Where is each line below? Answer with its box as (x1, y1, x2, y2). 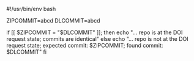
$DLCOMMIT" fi (6, 48, 47, 56)
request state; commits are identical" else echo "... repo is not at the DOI (6, 35, 188, 42)
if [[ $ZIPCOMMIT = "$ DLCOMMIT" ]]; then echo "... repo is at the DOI (6, 29, 183, 36)
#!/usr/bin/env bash (6, 5, 56, 12)
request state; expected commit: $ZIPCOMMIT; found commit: (6, 42, 163, 49)
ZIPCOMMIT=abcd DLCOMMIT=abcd (6, 17, 100, 24)
